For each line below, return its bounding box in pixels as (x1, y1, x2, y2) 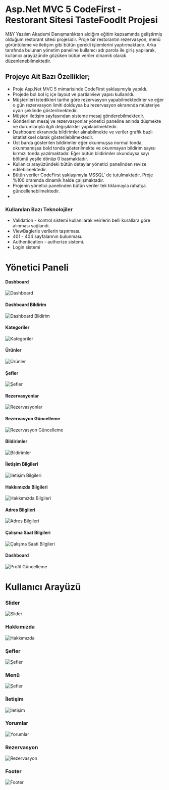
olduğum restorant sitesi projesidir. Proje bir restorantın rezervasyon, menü (5, 36, 161, 42)
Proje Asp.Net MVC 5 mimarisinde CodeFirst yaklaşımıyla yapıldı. (12, 86, 148, 92)
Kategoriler (5, 324, 30, 330)
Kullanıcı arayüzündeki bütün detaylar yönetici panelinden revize (12, 161, 147, 167)
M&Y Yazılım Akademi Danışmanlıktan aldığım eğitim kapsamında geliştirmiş (5, 31, 162, 37)
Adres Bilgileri (5, 507, 35, 513)
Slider (5, 599, 20, 606)
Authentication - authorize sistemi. (12, 239, 85, 245)
